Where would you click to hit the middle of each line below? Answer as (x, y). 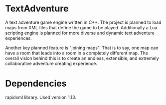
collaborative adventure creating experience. (51, 63)
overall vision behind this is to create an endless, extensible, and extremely (82, 58)
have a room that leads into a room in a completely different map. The (77, 53)
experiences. (19, 38)
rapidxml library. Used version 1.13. (41, 97)
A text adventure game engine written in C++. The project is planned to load (83, 22)
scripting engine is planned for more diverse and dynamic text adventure (80, 33)
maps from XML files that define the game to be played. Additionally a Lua (81, 27)
